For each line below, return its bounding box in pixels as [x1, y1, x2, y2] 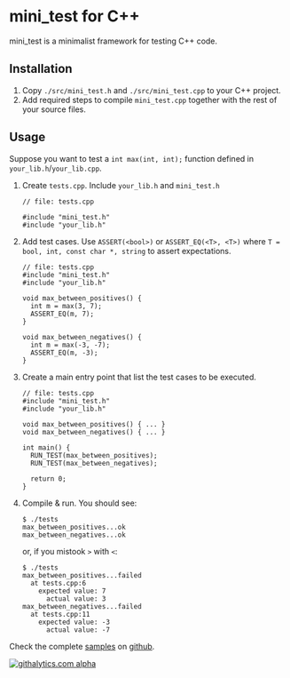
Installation [9, 61, 73, 76]
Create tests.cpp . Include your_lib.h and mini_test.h [21, 179, 220, 190]
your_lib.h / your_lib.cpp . [9, 163, 102, 173]
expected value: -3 [38, 618, 111, 626]
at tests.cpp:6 [30, 578, 87, 587]
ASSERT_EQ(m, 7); [30, 309, 95, 318]
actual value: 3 [45, 594, 106, 603]
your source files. [21, 104, 87, 115]
